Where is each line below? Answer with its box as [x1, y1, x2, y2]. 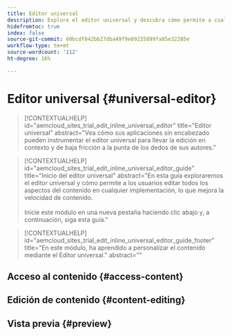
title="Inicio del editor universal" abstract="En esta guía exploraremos [23, 171, 223, 180]
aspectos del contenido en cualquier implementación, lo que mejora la [23, 186, 224, 194]
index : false [7, 29, 45, 37]
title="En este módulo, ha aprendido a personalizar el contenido [23, 243, 206, 252]
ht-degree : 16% [7, 55, 51, 62]
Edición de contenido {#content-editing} [7, 295, 186, 306]
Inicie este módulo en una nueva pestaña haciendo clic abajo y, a [23, 208, 210, 216]
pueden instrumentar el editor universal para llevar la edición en [23, 136, 206, 144]
